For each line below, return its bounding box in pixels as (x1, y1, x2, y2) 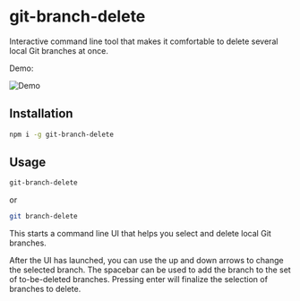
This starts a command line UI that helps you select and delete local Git (9, 228, 271, 239)
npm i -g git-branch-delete (9, 130, 115, 139)
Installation (9, 106, 73, 122)
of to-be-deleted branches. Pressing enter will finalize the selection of (9, 274, 269, 285)
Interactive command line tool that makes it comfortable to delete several (9, 36, 279, 47)
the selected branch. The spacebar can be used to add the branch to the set (9, 264, 291, 275)
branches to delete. (9, 284, 81, 295)
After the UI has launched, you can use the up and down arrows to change (9, 255, 284, 266)
